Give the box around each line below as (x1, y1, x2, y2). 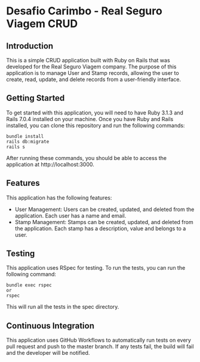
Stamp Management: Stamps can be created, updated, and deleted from (14, 218, 193, 225)
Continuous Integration (6, 321, 94, 331)
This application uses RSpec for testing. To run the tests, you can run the (6, 264, 186, 271)
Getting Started (6, 93, 65, 103)
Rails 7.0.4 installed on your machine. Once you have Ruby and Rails (6, 115, 174, 122)
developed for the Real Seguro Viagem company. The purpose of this (6, 63, 177, 70)
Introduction (6, 41, 54, 51)
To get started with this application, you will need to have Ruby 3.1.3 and (6, 109, 184, 116)
